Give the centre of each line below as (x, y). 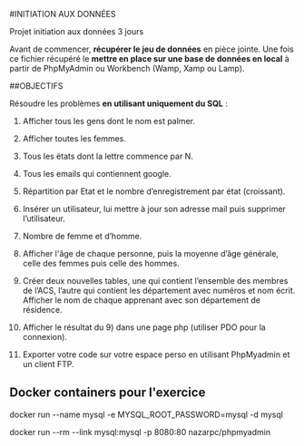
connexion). (45, 337)
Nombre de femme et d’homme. (82, 236)
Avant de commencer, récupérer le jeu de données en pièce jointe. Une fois (152, 49)
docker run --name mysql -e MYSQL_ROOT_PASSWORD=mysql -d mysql (147, 414)
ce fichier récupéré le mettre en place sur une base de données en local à (150, 58)
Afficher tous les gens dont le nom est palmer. (108, 121)
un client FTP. (48, 364)
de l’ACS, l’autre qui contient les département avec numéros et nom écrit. (159, 291)
